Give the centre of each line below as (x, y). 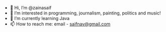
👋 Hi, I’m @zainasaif (31, 8)
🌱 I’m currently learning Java (40, 18)
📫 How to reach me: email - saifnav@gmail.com (60, 24)
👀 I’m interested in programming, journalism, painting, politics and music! (85, 13)
